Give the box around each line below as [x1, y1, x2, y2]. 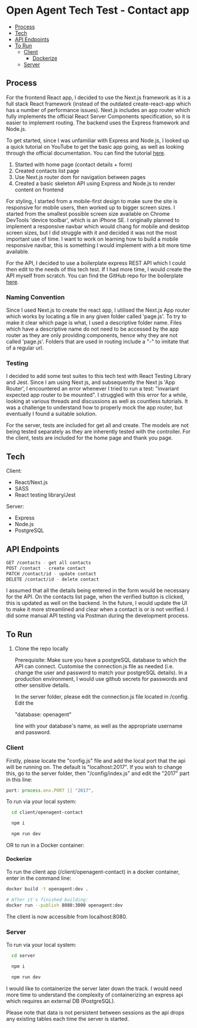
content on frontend [14, 186, 64, 193]
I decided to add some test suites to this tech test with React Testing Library [6, 373, 191, 380]
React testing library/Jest [14, 491, 76, 498]
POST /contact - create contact [6, 565, 86, 571]
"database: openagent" [14, 711, 72, 718]
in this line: [6, 776, 33, 783]
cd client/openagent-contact [11, 809, 83, 815]
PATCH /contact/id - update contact [6, 571, 96, 577]
